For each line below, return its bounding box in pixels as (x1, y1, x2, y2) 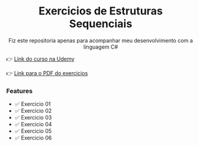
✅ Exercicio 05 (14, 127, 52, 135)
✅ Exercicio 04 (14, 121, 52, 128)
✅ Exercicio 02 (14, 107, 52, 115)
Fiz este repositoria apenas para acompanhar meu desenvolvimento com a (8, 37, 193, 44)
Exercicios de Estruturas (38, 4, 163, 18)
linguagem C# (83, 43, 118, 50)
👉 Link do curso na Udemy (6, 55, 75, 62)
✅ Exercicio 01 (14, 100, 51, 108)
